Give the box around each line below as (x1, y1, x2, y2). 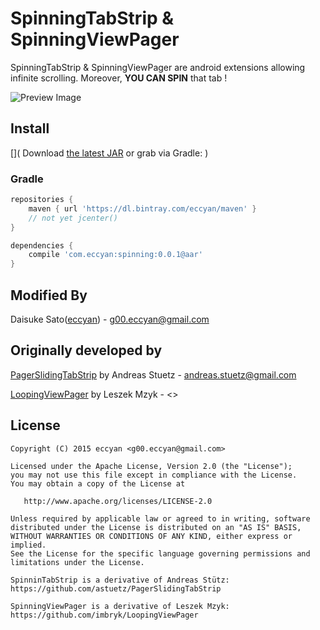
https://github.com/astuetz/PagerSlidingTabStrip (10, 583, 222, 594)
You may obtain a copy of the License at (10, 478, 186, 489)
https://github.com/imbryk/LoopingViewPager (10, 610, 199, 620)
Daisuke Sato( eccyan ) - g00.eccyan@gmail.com (10, 313, 210, 325)
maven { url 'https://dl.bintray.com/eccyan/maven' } (28, 203, 257, 214)
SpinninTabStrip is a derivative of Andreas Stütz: (10, 575, 230, 585)
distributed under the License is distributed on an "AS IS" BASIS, (10, 522, 302, 532)
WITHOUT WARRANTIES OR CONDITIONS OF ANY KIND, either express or (10, 531, 293, 541)
